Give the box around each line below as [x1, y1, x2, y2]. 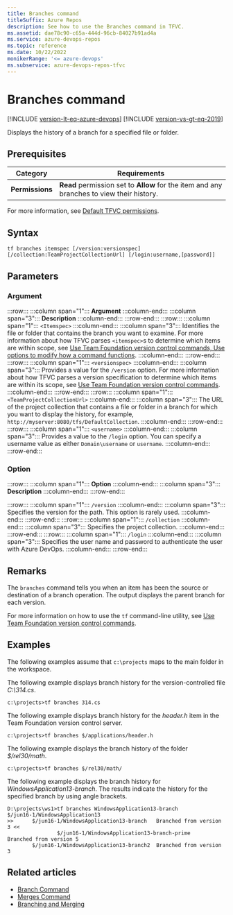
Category [15, 169, 48, 178]
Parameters [7, 270, 59, 282]
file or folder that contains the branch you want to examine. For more [7, 329, 204, 337]
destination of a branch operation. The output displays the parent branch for [7, 590, 225, 599]
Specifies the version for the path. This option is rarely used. [7, 508, 180, 517]
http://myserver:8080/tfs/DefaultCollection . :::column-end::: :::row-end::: [7, 417, 223, 425]
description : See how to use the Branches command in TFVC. [7, 23, 185, 30]
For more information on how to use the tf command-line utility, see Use [7, 611, 215, 619]
